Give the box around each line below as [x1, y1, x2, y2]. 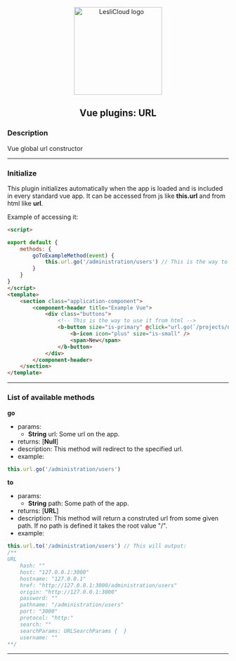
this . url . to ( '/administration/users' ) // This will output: [7, 542, 188, 550]
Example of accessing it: [7, 213, 79, 221]
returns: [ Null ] [17, 437, 59, 446]
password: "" [20, 595, 58, 602]
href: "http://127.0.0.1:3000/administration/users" [20, 582, 178, 589]
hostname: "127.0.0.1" [20, 575, 86, 582]
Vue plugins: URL [79, 107, 157, 119]
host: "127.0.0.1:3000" [20, 568, 90, 575]
